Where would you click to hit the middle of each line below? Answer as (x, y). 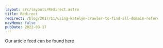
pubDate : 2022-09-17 (26, 27)
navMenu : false (20, 23)
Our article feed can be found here (40, 41)
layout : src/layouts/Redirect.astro (42, 9)
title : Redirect (21, 14)
